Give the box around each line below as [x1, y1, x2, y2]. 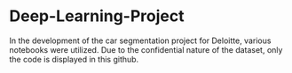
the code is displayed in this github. [9, 54, 139, 64]
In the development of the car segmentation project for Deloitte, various [9, 35, 272, 46]
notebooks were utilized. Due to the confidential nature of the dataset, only [9, 44, 283, 55]
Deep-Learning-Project [9, 6, 185, 26]
